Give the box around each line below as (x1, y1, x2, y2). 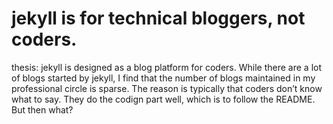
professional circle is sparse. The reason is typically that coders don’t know (11, 82, 323, 94)
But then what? (11, 103, 74, 116)
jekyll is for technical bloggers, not (11, 7, 306, 30)
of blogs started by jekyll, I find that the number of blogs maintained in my (11, 72, 316, 84)
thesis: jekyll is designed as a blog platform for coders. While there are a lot (11, 61, 323, 73)
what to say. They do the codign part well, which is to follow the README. (11, 93, 316, 105)
